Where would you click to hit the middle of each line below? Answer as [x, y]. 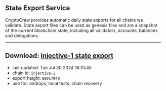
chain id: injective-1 [34, 73]
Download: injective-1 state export [59, 56]
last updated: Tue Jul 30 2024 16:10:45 [52, 67]
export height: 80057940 [36, 78]
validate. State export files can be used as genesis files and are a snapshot [81, 25]
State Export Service [38, 8]
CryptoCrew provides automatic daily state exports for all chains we [74, 20]
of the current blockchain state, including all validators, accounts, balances [82, 30]
